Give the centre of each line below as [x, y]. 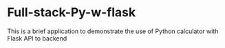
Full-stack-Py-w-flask [72, 13]
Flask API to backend [37, 38]
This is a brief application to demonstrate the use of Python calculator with [113, 31]
